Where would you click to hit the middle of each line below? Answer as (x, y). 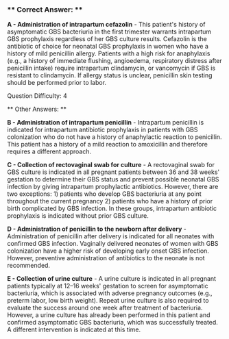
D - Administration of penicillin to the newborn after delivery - (97, 229)
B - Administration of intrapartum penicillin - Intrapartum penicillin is (106, 123)
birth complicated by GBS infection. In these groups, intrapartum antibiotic (112, 209)
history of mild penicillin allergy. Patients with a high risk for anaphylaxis (109, 53)
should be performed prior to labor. (57, 83)
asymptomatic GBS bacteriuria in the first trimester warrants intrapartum (109, 32)
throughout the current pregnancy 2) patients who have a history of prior (110, 201)
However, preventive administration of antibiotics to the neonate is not (106, 258)
